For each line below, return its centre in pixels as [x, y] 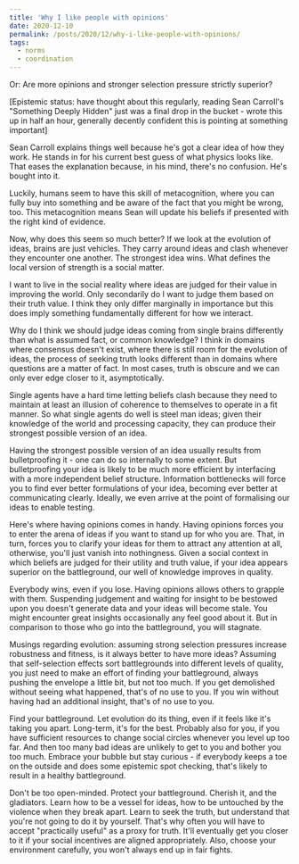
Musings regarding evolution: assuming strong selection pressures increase [148, 644]
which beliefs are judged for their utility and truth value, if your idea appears [149, 562]
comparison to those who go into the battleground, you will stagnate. [136, 627]
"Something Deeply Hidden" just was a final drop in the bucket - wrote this [146, 111]
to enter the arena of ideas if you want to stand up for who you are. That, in [147, 534]
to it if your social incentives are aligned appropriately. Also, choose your [143, 840]
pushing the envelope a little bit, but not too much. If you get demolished [142, 682]
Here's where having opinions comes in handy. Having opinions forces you [146, 524]
